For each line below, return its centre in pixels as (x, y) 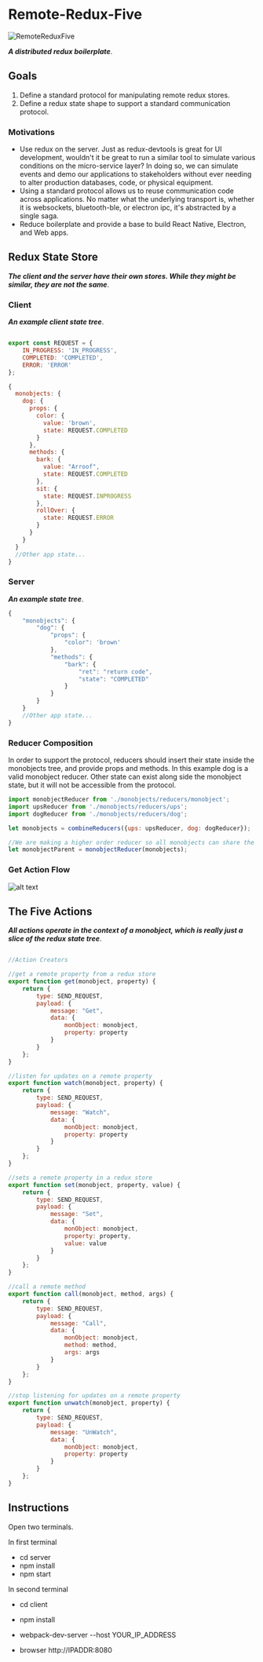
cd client (34, 1604)
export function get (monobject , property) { (82, 982)
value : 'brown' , (69, 423)
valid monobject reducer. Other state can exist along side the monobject (125, 776)
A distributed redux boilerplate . (60, 51)
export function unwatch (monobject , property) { (89, 1403)
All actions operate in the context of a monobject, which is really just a (126, 930)
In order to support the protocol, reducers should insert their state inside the (131, 760)
